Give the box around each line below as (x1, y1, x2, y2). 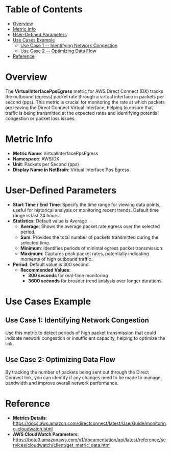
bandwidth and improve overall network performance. (5, 380, 119, 386)
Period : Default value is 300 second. (12, 261, 90, 267)
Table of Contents (5, 4, 83, 15)
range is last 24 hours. (12, 212, 60, 218)
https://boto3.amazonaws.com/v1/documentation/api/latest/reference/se (12, 437, 166, 443)
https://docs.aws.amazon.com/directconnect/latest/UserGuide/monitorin (12, 420, 166, 426)
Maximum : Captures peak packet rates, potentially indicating (20, 250, 149, 257)
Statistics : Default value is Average (12, 218, 88, 224)
